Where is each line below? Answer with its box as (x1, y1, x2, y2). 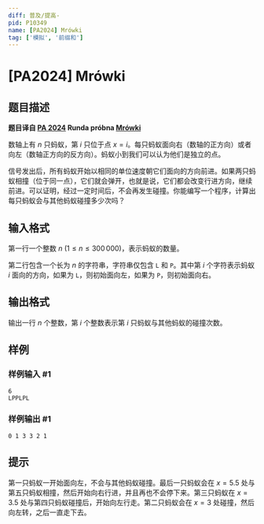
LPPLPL (8, 394, 30, 402)
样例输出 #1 (8, 414, 51, 425)
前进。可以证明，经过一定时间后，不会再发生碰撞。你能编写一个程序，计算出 (8, 186, 256, 195)
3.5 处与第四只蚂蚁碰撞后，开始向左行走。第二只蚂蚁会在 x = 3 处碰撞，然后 (8, 497, 255, 507)
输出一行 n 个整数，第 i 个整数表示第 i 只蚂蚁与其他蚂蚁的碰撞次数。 (8, 318, 227, 327)
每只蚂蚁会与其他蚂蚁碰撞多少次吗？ (8, 196, 126, 206)
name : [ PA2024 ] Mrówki (8, 26, 82, 34)
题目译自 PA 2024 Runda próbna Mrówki (8, 123, 141, 132)
